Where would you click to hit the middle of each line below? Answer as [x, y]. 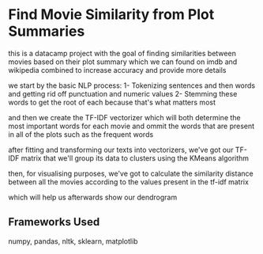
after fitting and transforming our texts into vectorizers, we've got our [121, 150]
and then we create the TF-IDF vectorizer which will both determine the [124, 117]
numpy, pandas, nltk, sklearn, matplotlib [73, 241]
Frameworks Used [54, 222]
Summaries [47, 31]
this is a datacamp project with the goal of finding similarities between [122, 53]
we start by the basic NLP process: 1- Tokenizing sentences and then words [131, 85]
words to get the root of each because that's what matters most [112, 102]
